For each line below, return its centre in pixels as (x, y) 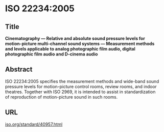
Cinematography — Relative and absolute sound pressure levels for (75, 38)
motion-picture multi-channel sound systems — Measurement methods (80, 44)
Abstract (19, 69)
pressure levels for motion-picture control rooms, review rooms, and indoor (81, 86)
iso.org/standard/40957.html (34, 124)
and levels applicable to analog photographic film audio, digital (70, 49)
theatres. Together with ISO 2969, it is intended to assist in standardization (80, 92)
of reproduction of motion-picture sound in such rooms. (61, 97)
